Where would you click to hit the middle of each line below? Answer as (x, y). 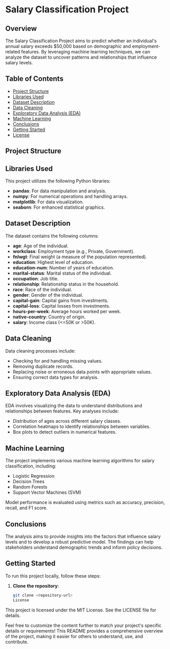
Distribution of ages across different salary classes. (67, 421)
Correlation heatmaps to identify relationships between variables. (82, 427)
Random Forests (30, 487)
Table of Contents (35, 79)
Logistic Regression (34, 476)
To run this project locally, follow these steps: (53, 576)
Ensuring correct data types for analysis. (56, 377)
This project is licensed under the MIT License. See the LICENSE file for (81, 610)
